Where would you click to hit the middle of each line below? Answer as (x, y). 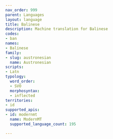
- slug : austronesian (28, 57)
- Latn (12, 72)
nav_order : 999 (21, 10)
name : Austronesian (31, 62)
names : (12, 43)
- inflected (23, 96)
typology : (16, 77)
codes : (12, 34)
